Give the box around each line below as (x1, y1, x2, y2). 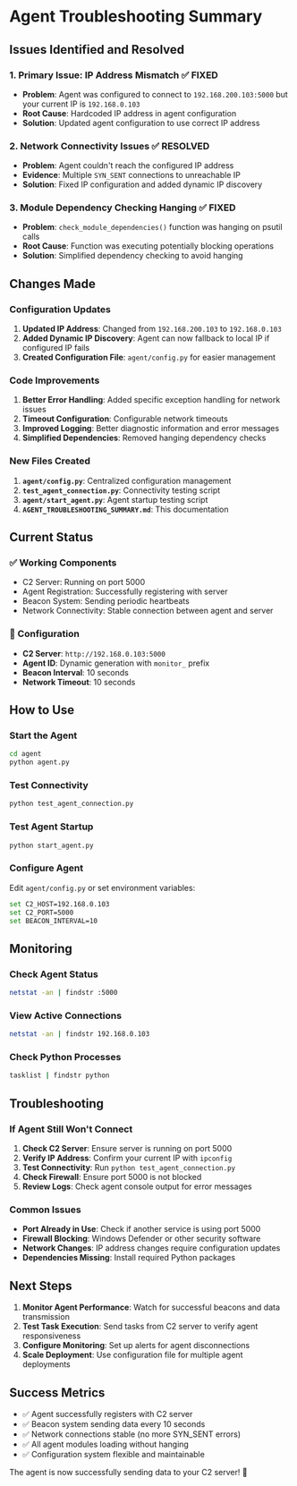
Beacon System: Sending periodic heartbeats (21, 596, 190, 607)
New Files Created (9, 454, 91, 467)
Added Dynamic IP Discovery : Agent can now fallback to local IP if (21, 333, 270, 344)
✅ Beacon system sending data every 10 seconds (21, 1418, 206, 1429)
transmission (21, 1312, 70, 1322)
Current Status (9, 530, 94, 545)
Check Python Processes (9, 1051, 122, 1064)
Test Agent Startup (9, 820, 94, 833)
